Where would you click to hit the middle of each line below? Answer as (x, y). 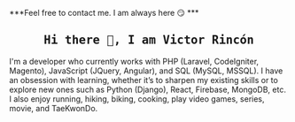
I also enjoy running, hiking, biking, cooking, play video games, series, (137, 99)
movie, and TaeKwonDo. (54, 108)
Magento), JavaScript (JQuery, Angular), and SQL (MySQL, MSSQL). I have (146, 71)
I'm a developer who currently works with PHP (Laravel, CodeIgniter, (134, 61)
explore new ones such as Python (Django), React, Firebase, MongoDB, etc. (147, 89)
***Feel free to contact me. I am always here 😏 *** (104, 13)
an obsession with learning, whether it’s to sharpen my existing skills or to (144, 80)
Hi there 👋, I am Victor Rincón (149, 40)
